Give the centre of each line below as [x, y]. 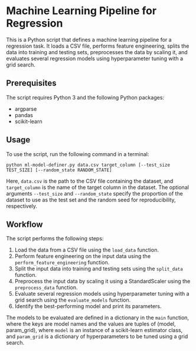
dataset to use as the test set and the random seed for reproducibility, [91, 200]
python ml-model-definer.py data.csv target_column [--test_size [88, 165]
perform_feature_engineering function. [62, 263]
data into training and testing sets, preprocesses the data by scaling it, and [97, 52]
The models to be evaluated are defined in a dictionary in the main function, [98, 318]
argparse [26, 109]
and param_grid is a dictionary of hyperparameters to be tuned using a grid [97, 336]
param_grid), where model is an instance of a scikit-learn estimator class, [94, 330]
